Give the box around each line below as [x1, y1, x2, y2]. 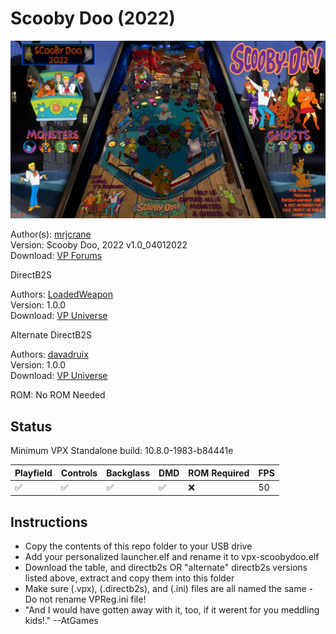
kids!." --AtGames [24, 615, 99, 627]
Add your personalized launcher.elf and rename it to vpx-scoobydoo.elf [24, 551, 320, 563]
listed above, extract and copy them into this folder [24, 572, 235, 584]
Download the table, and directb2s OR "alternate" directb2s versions [24, 562, 308, 574]
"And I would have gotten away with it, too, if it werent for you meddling [24, 604, 320, 616]
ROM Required [188, 467, 250, 479]
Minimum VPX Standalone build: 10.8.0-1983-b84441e [10, 445, 234, 457]
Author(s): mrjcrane [10, 228, 92, 241]
